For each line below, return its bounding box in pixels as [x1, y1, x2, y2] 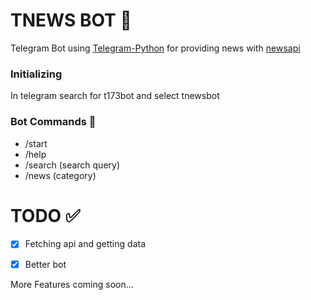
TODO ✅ [10, 204, 81, 227]
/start [24, 137, 48, 149]
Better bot [24, 258, 67, 270]
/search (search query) [24, 159, 121, 171]
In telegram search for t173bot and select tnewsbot [10, 90, 220, 102]
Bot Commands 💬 [10, 115, 97, 129]
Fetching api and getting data [24, 238, 147, 250]
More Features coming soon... [10, 278, 134, 290]
